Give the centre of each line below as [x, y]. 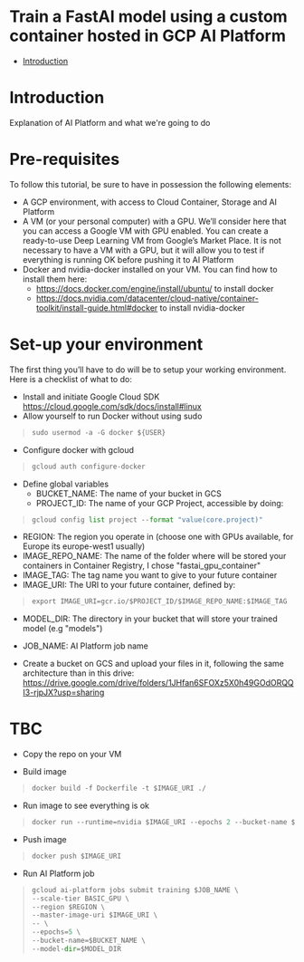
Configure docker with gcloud [78, 449]
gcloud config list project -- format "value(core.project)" [147, 519]
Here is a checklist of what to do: [71, 379]
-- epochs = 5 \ [56, 932]
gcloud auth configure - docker [89, 467]
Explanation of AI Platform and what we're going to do [110, 122]
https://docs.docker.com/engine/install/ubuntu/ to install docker [155, 288]
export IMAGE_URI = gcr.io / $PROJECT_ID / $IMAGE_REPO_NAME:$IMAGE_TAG [159, 601]
